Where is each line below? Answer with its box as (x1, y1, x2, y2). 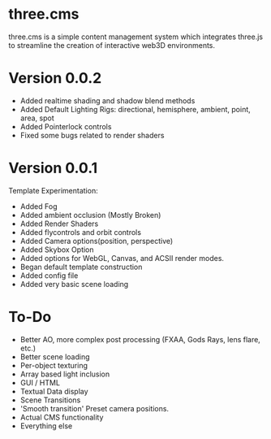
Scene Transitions (19, 395, 81, 405)
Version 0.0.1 (8, 159, 98, 177)
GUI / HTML (19, 377, 61, 387)
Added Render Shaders (19, 219, 99, 228)
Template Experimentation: (8, 185, 99, 195)
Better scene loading (19, 351, 91, 362)
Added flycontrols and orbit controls (19, 227, 142, 237)
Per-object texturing (19, 360, 88, 370)
